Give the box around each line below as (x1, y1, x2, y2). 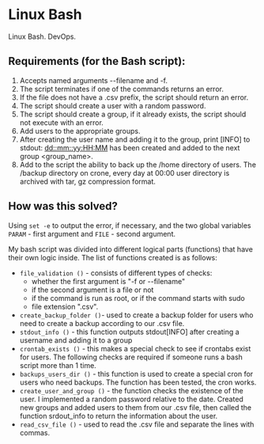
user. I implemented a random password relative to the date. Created (19, 394, 243, 404)
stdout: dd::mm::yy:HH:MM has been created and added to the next (19, 142, 240, 152)
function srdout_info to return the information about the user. (19, 411, 218, 420)
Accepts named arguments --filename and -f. (19, 75, 168, 85)
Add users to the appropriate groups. (19, 126, 141, 135)
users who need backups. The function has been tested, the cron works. (19, 378, 257, 387)
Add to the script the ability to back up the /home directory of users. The (19, 160, 257, 169)
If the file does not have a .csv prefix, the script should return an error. (19, 93, 249, 102)
